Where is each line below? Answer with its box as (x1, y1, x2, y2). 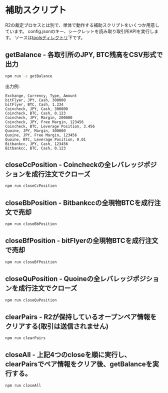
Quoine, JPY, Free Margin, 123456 (5, 132, 77, 137)
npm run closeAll (5, 383, 41, 388)
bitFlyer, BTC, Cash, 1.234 (5, 102, 64, 107)
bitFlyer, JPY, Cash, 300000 (5, 97, 66, 102)
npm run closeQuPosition (5, 297, 57, 302)
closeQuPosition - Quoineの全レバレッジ (5, 274, 133, 283)
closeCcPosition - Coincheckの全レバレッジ (5, 160, 144, 169)
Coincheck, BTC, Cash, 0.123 (5, 110, 66, 115)
